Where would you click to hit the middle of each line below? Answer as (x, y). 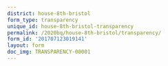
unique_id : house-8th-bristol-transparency (71, 26)
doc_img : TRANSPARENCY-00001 (49, 52)
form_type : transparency (43, 20)
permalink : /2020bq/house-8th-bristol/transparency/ (84, 33)
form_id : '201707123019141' (48, 39)
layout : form (26, 45)
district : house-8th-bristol (49, 13)
